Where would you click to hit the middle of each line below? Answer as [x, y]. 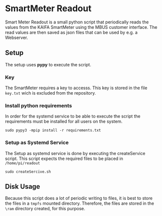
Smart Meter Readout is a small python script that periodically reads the [77, 22]
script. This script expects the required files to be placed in [64, 158]
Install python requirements [38, 105]
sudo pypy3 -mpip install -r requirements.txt [53, 130]
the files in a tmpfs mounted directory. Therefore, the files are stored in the [80, 203]
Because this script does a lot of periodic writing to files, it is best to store [79, 198]
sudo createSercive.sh [28, 172]
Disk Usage [23, 187]
